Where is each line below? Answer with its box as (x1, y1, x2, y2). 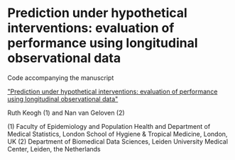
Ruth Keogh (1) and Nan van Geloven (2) (7, 108, 126, 117)
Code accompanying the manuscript (7, 73, 114, 82)
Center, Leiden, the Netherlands (7, 144, 101, 153)
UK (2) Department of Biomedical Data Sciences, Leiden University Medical (7, 137, 229, 146)
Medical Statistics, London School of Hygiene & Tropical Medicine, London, (7, 130, 228, 138)
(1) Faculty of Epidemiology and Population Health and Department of (7, 122, 211, 130)
